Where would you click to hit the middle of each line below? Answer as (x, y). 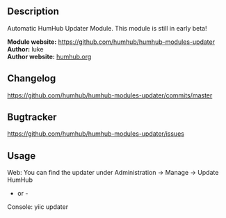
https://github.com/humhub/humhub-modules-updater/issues (96, 134)
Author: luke (25, 49)
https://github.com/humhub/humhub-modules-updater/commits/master (110, 95)
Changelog (32, 78)
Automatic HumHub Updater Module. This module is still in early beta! (107, 28)
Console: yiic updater (38, 207)
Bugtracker (32, 117)
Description (33, 11)
